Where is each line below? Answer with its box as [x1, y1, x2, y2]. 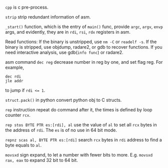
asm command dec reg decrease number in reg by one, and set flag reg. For [5, 59, 163, 65]
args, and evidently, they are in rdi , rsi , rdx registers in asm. [5, 29, 131, 35]
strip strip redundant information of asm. [5, 14, 91, 20]
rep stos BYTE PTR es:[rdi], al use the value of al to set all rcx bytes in [5, 122, 157, 127]
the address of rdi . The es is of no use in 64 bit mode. [5, 127, 117, 133]
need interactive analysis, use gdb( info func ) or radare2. [5, 50, 124, 55]
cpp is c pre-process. [5, 5, 49, 10]
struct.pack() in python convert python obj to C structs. [5, 97, 122, 103]
